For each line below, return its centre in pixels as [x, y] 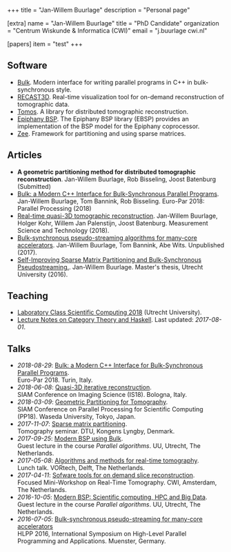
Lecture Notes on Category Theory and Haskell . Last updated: [106, 320]
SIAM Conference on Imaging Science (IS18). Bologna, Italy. [102, 395]
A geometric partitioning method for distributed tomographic [107, 172]
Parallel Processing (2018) [54, 208]
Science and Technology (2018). [63, 230]
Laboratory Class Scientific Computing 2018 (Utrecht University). [109, 312]
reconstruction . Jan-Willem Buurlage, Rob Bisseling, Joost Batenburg [117, 179]
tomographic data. [43, 104]
